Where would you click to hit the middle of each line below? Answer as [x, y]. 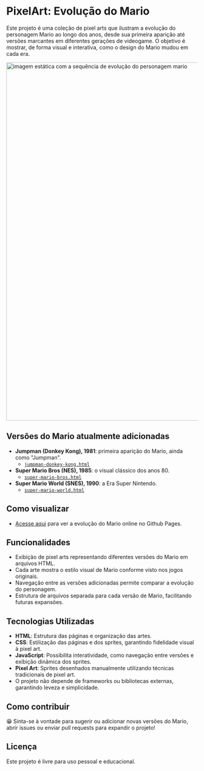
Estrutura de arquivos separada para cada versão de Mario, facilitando [104, 596]
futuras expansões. [39, 602]
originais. [26, 576]
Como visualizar [38, 509]
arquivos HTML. [35, 563]
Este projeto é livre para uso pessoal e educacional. [71, 761]
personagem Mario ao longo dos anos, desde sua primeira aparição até [96, 34]
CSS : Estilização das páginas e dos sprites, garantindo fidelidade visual [104, 642]
